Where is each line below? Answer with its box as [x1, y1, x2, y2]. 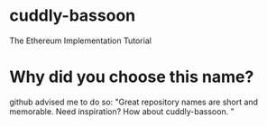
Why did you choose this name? [9, 67, 254, 87]
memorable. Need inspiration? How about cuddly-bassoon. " [9, 105, 235, 117]
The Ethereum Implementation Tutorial [9, 35, 152, 46]
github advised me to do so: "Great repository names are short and [9, 96, 259, 107]
